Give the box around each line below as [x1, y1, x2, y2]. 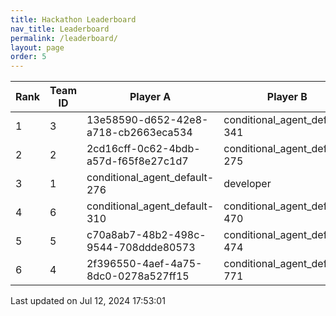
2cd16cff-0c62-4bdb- [86, 142, 201, 156]
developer [223, 177, 272, 191]
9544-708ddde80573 [86, 241, 196, 255]
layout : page [10, 42, 65, 53]
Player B [266, 90, 308, 104]
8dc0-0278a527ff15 [86, 269, 190, 283]
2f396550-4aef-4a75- [86, 257, 203, 271]
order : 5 [10, 52, 47, 62]
